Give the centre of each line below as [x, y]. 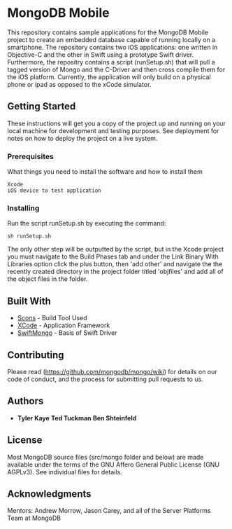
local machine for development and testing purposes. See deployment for [113, 130]
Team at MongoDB [34, 518]
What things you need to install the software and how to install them [105, 172]
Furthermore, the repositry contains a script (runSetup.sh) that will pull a [111, 62]
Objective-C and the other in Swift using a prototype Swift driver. [101, 55]
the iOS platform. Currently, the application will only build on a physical [109, 77]
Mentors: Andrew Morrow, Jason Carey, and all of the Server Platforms [109, 511]
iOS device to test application [54, 191]
